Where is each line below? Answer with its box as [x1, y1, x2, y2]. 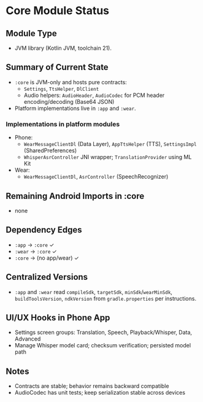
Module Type [6, 28, 58, 39]
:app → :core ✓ [14, 241, 55, 249]
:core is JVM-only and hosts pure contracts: [14, 78, 127, 86]
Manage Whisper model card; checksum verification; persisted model [14, 342, 191, 349]
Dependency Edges [6, 225, 82, 235]
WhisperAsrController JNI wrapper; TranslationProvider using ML [23, 153, 192, 161]
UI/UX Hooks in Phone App [6, 312, 110, 323]
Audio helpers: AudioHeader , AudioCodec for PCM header [23, 91, 165, 99]
